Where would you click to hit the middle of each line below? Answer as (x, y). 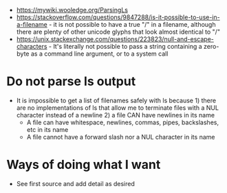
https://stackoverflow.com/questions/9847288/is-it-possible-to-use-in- (118, 17)
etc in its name (47, 129)
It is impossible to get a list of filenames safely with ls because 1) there (116, 100)
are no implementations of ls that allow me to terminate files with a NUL (118, 107)
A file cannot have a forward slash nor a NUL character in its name (121, 137)
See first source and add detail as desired (76, 183)
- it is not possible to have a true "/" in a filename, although (132, 24)
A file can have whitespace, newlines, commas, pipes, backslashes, (123, 122)
